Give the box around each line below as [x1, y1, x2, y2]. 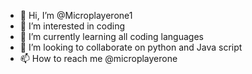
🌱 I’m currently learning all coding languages [19, 31, 204, 42]
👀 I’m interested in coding [19, 20, 126, 32]
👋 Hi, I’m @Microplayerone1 [19, 10, 133, 21]
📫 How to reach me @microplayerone [19, 53, 178, 64]
